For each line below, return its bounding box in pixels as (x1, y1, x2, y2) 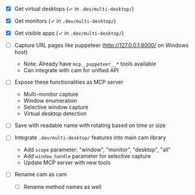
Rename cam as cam (14, 171, 67, 178)
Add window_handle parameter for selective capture (23, 152, 151, 160)
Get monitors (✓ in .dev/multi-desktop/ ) (14, 18, 116, 25)
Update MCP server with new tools (23, 159, 111, 166)
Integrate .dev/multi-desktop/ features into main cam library (14, 134, 167, 142)
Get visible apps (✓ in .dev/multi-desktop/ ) (14, 30, 124, 37)
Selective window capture (23, 103, 88, 111)
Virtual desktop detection (23, 110, 87, 117)
